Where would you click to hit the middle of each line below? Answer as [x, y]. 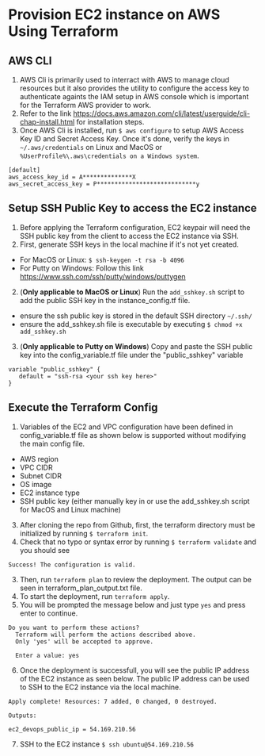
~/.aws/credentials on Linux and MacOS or [91, 147]
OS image [36, 484]
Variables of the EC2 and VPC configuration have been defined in [126, 427]
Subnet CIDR [40, 476]
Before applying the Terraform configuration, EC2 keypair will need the [135, 227]
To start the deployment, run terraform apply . [95, 596]
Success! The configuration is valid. [72, 565]
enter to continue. [49, 613]
